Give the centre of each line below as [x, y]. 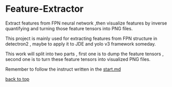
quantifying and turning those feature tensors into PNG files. [69, 28]
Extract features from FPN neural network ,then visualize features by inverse [86, 23]
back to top [17, 79]
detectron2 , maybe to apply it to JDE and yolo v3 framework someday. [81, 43]
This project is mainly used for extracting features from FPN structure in [81, 38]
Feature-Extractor [44, 9]
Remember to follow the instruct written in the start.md [63, 69]
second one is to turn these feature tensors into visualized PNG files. [78, 59]
